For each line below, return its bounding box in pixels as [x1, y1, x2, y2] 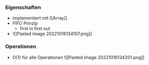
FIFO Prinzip [12, 20, 38, 26]
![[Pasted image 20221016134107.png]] [12, 31, 92, 37]
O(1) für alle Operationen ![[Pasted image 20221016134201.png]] [12, 54, 145, 60]
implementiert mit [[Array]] [12, 15, 67, 21]
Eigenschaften [5, 4, 41, 11]
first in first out [19, 26, 50, 32]
